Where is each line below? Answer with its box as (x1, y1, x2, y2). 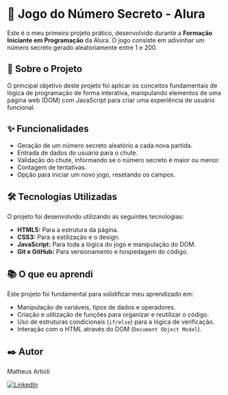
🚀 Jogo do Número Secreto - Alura (7, 6, 205, 22)
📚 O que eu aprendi (7, 268, 94, 280)
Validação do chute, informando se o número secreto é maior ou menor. (16, 155, 220, 164)
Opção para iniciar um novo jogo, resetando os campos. (16, 170, 176, 179)
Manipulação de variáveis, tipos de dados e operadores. (16, 303, 176, 311)
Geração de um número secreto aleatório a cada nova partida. (16, 141, 193, 149)
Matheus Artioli (7, 368, 50, 375)
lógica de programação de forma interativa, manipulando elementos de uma (7, 88, 221, 97)
